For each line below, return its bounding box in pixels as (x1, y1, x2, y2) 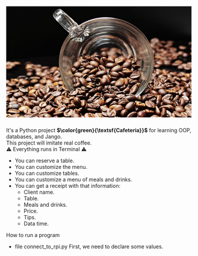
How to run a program (6, 231, 60, 238)
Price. (23, 207, 39, 215)
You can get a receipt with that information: (14, 182, 120, 189)
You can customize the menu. (14, 163, 88, 170)
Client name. (23, 188, 55, 196)
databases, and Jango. (6, 133, 62, 140)
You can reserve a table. (14, 157, 75, 164)
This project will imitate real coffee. (6, 139, 92, 146)
